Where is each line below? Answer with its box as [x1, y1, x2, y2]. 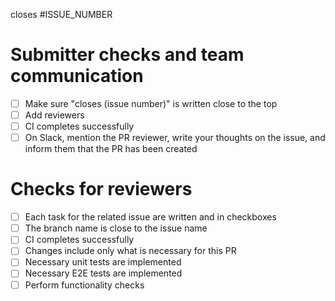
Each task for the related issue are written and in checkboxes [24, 211, 277, 223]
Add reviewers [24, 109, 85, 121]
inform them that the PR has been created [24, 143, 198, 155]
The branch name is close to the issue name [24, 222, 208, 234]
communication [10, 65, 144, 88]
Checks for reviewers [10, 178, 193, 201]
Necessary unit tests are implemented [24, 256, 182, 268]
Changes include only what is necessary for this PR [24, 245, 237, 257]
